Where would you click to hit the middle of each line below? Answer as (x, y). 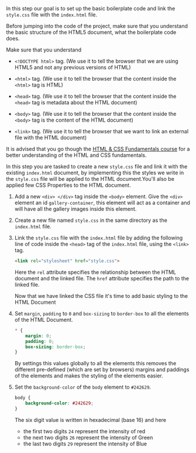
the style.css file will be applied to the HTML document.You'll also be (90, 179)
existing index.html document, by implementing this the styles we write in (95, 173)
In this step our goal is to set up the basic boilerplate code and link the (91, 8)
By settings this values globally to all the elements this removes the (95, 363)
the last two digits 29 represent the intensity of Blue (85, 444)
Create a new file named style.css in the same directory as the (91, 220)
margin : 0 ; (39, 336)
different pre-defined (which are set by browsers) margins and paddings (102, 370)
